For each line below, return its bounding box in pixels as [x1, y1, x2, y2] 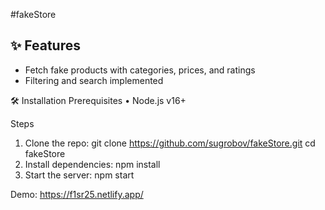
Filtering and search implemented [24, 74, 164, 86]
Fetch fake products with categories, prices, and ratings [24, 64, 256, 76]
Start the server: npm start [24, 169, 135, 181]
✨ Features [10, 37, 81, 54]
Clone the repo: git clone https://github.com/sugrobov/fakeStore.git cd [24, 137, 316, 149]
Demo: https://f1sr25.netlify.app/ [10, 188, 144, 200]
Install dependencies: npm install [24, 158, 161, 170]
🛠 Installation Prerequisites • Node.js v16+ [10, 94, 187, 106]
